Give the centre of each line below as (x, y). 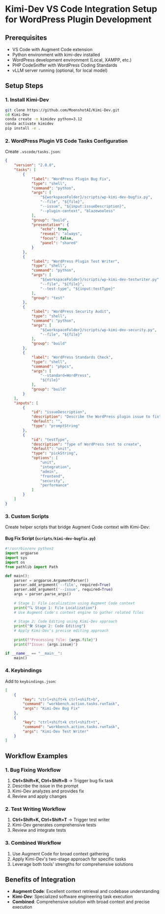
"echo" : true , (55, 229)
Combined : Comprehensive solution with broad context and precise (81, 902)
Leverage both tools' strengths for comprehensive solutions (73, 864)
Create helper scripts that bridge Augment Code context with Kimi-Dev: (78, 527)
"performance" (55, 486)
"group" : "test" (48, 298)
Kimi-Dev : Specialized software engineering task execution (72, 897)
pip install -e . (23, 128)
